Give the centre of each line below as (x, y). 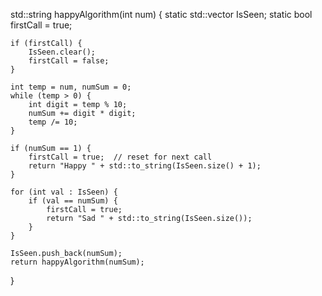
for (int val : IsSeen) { (64, 192)
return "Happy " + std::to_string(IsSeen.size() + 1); (145, 166)
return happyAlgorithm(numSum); (77, 262)
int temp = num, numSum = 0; (71, 87)
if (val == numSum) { (73, 201)
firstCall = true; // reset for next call (120, 157)
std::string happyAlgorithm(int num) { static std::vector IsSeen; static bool (161, 14)
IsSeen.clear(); (62, 52)
